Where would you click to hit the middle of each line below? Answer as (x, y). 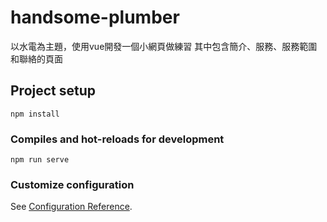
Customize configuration (72, 184)
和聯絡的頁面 (36, 58)
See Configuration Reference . (71, 207)
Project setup (53, 91)
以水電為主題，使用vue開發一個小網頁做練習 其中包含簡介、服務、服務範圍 (164, 46)
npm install (35, 114)
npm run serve (40, 160)
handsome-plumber (95, 17)
